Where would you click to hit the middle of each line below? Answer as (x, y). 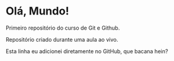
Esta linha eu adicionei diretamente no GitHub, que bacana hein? (87, 51)
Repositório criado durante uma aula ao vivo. (62, 39)
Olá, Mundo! (38, 11)
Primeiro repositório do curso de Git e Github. (63, 28)
